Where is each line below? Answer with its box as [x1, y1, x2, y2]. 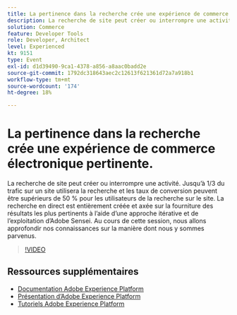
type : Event [7, 57, 42, 64]
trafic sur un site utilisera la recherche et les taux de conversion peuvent [7, 186, 217, 195]
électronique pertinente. [7, 156, 154, 172]
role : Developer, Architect [7, 37, 90, 44]
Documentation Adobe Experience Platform [17, 284, 145, 293]
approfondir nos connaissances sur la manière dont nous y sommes [7, 224, 205, 233]
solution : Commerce [7, 23, 65, 30]
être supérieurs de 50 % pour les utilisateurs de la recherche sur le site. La [7, 194, 224, 203]
